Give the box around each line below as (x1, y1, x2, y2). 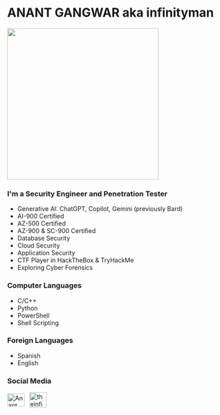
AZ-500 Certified (17, 219, 66, 228)
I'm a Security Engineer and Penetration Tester (7, 189, 168, 199)
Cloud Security (17, 241, 60, 250)
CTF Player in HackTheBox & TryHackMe (17, 256, 134, 264)
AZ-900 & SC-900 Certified (17, 227, 96, 235)
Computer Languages (7, 281, 82, 290)
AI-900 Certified (17, 212, 64, 221)
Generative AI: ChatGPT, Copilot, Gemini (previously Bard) (17, 205, 183, 213)
